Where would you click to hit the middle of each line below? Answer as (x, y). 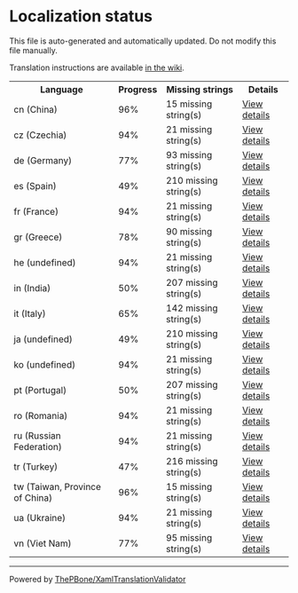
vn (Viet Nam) (43, 543)
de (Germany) (43, 160)
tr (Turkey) (36, 466)
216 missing (192, 461)
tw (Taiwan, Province (58, 486)
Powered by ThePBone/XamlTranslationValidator (98, 579)
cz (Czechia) (40, 135)
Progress (138, 89)
